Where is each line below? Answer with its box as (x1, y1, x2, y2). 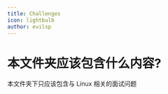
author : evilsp (7, 23, 52, 30)
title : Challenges (7, 10, 61, 17)
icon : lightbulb (7, 17, 55, 24)
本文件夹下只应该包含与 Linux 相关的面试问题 (7, 79, 137, 88)
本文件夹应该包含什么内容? (7, 55, 162, 71)
